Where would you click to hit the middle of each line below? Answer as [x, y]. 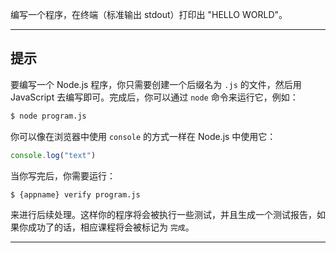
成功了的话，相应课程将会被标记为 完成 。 [111, 227]
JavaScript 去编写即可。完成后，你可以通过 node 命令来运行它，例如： [154, 97]
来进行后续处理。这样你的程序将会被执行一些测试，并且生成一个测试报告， [163, 215]
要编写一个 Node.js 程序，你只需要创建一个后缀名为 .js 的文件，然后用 [156, 84]
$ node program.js [48, 116]
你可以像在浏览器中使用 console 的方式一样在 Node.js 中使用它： [143, 136]
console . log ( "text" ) [53, 155]
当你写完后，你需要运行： [63, 175]
